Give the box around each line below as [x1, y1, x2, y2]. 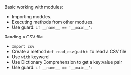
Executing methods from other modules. [11, 19, 94, 25]
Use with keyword [11, 54, 49, 60]
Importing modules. [11, 14, 52, 19]
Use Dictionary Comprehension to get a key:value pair [11, 59, 122, 65]
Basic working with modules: [4, 4, 63, 10]
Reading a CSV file [4, 34, 43, 39]
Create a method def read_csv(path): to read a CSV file [11, 49, 127, 54]
